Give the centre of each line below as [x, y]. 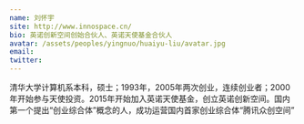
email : [22, 52]
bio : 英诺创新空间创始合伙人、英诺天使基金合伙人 [91, 35]
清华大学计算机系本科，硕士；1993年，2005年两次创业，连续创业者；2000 [150, 87]
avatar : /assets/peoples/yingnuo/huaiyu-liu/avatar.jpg [117, 43]
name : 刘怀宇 [32, 18]
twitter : [26, 60]
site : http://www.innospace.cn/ [71, 26]
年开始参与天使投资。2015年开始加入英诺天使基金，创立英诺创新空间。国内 [150, 98]
